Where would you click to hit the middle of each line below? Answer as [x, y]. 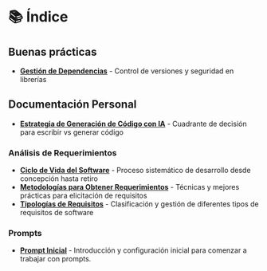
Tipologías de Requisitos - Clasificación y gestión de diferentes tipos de [139, 204]
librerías [33, 79]
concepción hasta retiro [59, 179]
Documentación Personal [73, 105]
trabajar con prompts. [55, 259]
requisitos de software [57, 213]
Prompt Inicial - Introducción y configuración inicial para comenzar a [133, 250]
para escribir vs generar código [72, 132]
